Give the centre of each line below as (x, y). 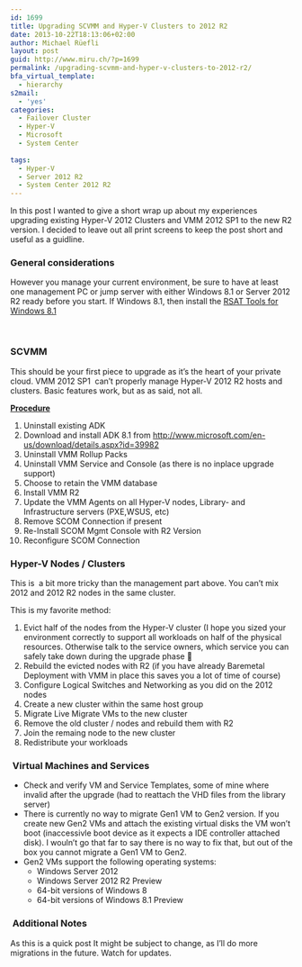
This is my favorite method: (61, 610)
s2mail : (25, 93)
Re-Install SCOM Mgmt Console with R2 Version (112, 530)
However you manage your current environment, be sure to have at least (145, 282)
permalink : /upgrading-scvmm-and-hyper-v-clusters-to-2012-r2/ (131, 68)
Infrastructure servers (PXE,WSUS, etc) (96, 511)
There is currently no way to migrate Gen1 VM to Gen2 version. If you (151, 814)
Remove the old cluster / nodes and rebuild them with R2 (129, 723)
